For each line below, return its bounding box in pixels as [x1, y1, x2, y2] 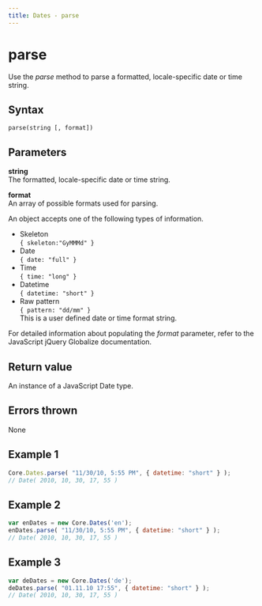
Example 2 [8, 498, 61, 511]
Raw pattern [19, 297, 60, 306]
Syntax [8, 103, 44, 116]
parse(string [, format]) [8, 124, 93, 132]
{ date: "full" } [19, 256, 77, 264]
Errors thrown [8, 404, 78, 418]
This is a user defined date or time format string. [19, 313, 178, 323]
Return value [8, 360, 73, 373]
